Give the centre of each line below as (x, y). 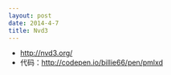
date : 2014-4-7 (34, 23)
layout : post (30, 16)
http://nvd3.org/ (46, 53)
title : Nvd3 (28, 30)
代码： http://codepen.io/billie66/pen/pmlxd (91, 63)
